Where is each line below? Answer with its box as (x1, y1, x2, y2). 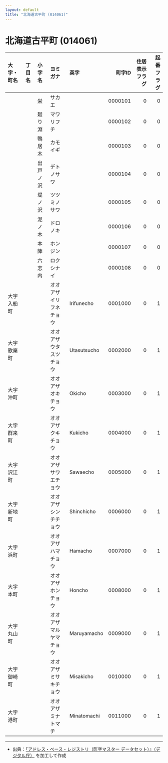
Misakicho (69, 673, 94, 680)
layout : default (5, 7, 39, 12)
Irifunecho (69, 300, 94, 307)
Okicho (69, 390, 86, 397)
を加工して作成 (35, 752, 66, 758)
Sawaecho (69, 468, 94, 475)
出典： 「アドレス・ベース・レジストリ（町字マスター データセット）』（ (12, 746, 156, 752)
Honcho (69, 587, 88, 594)
